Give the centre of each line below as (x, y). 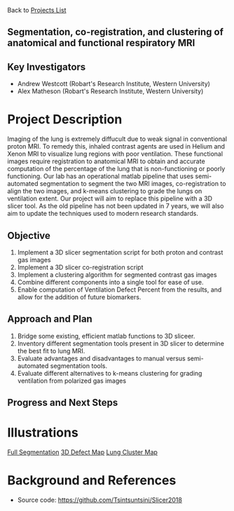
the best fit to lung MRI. (51, 350)
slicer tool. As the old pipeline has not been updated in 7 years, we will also (116, 206)
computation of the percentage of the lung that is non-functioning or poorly (116, 169)
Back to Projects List (37, 10)
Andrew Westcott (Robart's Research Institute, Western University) (113, 84)
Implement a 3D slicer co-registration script (80, 267)
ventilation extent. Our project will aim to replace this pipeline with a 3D (110, 198)
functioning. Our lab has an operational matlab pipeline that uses (101, 176)
